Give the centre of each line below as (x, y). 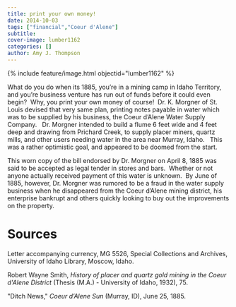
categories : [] (30, 47)
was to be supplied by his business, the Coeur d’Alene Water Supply (106, 116)
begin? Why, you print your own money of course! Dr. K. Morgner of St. (112, 102)
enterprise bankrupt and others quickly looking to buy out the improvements (118, 198)
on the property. (31, 205)
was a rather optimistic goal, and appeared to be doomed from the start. (112, 147)
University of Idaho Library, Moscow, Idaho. (71, 261)
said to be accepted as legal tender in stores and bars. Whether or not (110, 168)
